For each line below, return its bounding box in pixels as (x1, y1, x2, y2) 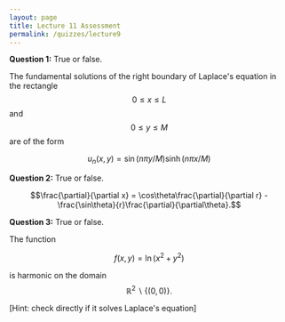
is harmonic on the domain (9, 270, 107, 280)
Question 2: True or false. (9, 173, 105, 183)
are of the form (9, 136, 65, 147)
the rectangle (9, 81, 59, 92)
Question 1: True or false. (9, 54, 103, 65)
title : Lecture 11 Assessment (9, 21, 122, 30)
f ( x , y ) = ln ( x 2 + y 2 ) (114, 251, 185, 263)
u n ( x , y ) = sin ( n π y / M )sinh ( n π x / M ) (87, 153, 211, 166)
